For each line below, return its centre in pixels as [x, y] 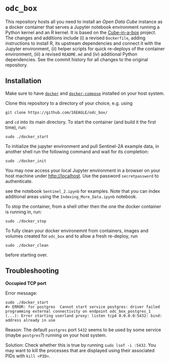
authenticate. [19, 181]
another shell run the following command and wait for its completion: [77, 151]
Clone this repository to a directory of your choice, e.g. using [69, 103]
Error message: [21, 293]
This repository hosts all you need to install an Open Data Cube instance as [84, 21]
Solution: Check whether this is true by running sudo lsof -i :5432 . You [81, 345]
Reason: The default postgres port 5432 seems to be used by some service [83, 329]
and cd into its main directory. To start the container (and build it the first [81, 122]
